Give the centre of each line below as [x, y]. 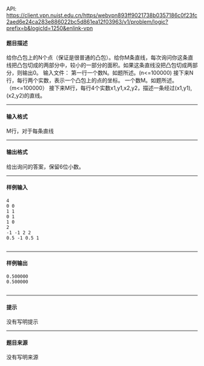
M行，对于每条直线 [30, 131]
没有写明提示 [22, 322]
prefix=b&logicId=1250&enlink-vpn [49, 28]
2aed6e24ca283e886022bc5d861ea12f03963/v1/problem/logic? [87, 22]
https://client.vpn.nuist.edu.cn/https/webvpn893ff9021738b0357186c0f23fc [102, 15]
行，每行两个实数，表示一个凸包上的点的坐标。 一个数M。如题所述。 [92, 80]
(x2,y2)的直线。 [26, 96]
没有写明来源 [22, 357]
